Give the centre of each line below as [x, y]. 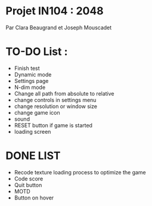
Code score [29, 179]
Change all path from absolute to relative [64, 93]
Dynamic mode [33, 74]
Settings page [31, 81]
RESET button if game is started [53, 125]
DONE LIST [33, 156]
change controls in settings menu [55, 100]
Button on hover [34, 198]
